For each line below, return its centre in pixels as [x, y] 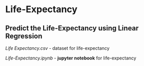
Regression [24, 36]
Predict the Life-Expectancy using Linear [72, 28]
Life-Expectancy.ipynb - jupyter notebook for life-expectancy [71, 58]
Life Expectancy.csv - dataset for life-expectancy [57, 48]
